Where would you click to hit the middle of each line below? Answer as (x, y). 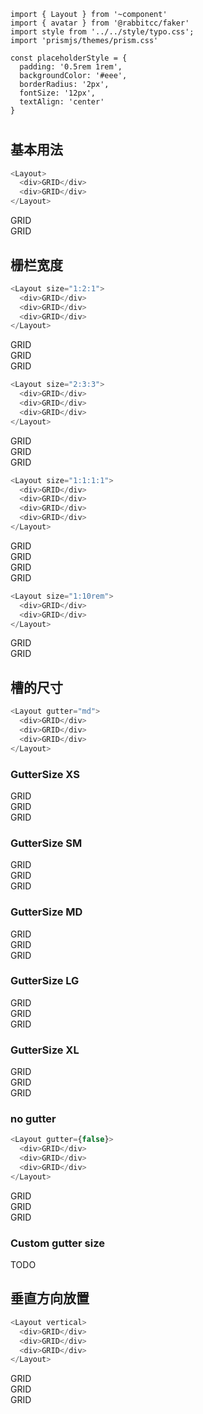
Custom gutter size (57, 1243)
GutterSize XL (45, 1050)
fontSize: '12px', (58, 93)
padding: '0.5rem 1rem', (71, 67)
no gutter (33, 1119)
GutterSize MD (46, 912)
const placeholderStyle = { (69, 58)
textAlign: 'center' (62, 102)
